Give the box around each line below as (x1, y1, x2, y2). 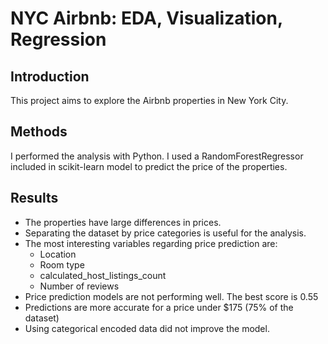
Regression (10, 28, 107, 51)
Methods (10, 123, 68, 141)
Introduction (10, 68, 90, 85)
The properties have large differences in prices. (24, 216, 222, 228)
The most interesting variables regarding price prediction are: (24, 237, 278, 249)
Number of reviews (39, 280, 120, 292)
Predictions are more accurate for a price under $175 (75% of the (24, 301, 294, 313)
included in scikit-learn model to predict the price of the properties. (10, 160, 288, 172)
